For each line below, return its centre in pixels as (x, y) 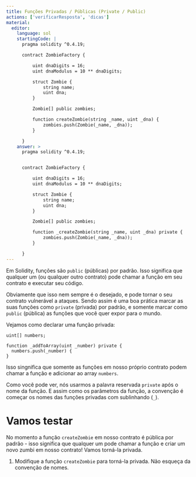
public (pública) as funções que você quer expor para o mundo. (84, 313)
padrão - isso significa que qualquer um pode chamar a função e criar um (96, 443)
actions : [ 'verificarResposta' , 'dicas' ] (58, 17)
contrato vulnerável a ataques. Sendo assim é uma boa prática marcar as (95, 300)
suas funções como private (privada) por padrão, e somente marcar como (97, 307)
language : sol (34, 34)
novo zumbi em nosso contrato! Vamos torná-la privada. (74, 450)
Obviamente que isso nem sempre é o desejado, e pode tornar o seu (89, 294)
